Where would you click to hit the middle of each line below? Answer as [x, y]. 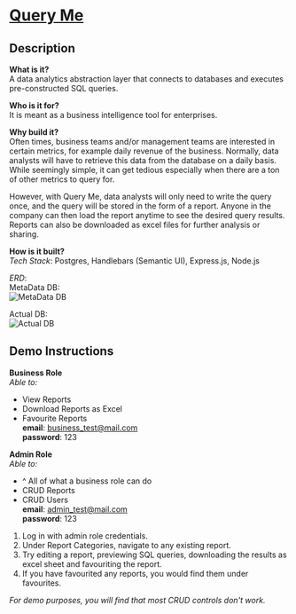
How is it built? [37, 251]
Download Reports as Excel [72, 408]
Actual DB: [29, 314]
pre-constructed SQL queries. [64, 88]
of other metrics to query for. [62, 179]
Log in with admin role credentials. [85, 535]
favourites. [42, 583]
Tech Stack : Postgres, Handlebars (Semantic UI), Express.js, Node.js [134, 261]
